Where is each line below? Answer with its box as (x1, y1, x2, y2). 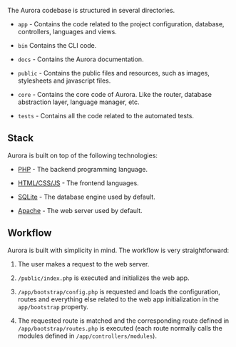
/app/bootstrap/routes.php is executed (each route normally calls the (17, 323, 222, 332)
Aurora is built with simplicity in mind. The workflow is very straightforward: (7, 246, 230, 254)
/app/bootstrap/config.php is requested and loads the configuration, (17, 287, 221, 296)
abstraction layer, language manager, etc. (17, 98, 140, 106)
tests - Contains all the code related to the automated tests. (17, 112, 195, 120)
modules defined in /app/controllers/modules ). (17, 331, 157, 340)
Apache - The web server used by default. (17, 206, 143, 214)
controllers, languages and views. (17, 28, 118, 36)
